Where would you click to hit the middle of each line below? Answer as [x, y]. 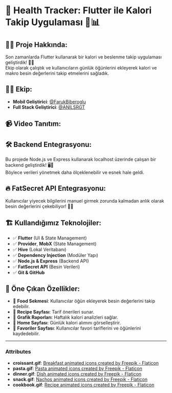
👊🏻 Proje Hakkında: [36, 45]
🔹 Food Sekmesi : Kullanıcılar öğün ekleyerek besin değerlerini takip [84, 301]
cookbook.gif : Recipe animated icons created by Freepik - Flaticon [83, 385]
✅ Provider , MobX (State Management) [55, 244]
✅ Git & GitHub [29, 272]
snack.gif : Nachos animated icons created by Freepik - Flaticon [80, 379]
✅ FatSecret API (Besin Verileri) [46, 267]
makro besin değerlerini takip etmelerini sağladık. [57, 73]
